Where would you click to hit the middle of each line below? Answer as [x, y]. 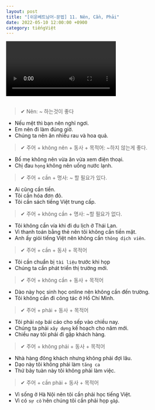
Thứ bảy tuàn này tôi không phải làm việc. [65, 371]
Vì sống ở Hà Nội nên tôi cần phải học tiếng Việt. [73, 394]
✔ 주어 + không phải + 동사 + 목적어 [63, 347]
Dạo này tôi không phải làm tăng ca [57, 364]
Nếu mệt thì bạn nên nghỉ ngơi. [52, 123]
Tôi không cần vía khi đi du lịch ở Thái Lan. [66, 225]
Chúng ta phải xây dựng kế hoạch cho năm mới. [71, 328]
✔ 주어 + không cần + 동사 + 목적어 [62, 280]
